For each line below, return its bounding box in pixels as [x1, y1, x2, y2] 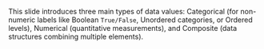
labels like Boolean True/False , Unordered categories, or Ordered [37, 15, 254, 24]
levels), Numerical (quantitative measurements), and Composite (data [8, 24, 238, 32]
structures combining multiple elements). [8, 32, 144, 41]
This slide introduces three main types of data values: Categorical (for [8, 7, 239, 16]
